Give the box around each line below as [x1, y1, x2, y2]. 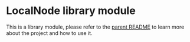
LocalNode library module [6, 4, 136, 17]
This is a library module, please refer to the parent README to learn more [6, 23, 185, 30]
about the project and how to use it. [6, 29, 93, 36]
